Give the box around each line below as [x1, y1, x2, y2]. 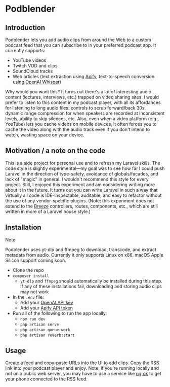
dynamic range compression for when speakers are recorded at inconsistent [5, 110, 165, 116]
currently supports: [5, 48, 46, 53]
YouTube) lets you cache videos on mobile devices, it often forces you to [5, 121, 157, 127]
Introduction [5, 23, 46, 32]
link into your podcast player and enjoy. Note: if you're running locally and [5, 365, 159, 371]
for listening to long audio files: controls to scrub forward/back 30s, [5, 105, 146, 111]
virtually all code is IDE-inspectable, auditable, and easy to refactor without [5, 192, 162, 198]
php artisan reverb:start [20, 333, 75, 338]
